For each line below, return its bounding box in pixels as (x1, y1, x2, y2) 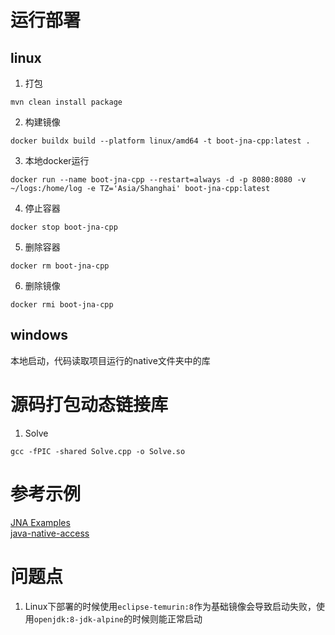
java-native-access (10, 527, 90, 539)
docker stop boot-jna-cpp (10, 222, 118, 232)
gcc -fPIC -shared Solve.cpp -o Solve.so (10, 446, 186, 456)
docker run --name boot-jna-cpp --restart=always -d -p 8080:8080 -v (10, 175, 307, 185)
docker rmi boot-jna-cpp (10, 300, 114, 310)
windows (10, 327, 69, 344)
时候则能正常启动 (131, 612, 203, 625)
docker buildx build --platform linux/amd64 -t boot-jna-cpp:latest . (10, 136, 311, 146)
